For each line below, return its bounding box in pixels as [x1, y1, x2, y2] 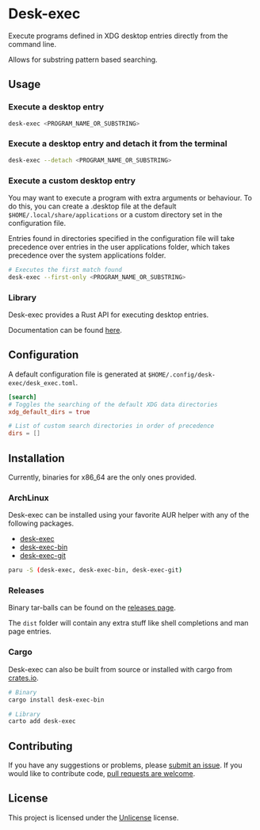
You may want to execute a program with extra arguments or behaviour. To [8, 193, 252, 202]
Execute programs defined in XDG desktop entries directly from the [8, 31, 228, 40]
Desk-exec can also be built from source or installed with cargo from [8, 664, 232, 674]
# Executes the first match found [8, 266, 123, 273]
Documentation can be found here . [8, 326, 123, 335]
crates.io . [8, 673, 39, 683]
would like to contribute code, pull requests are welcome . [8, 769, 196, 778]
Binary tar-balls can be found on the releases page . [8, 603, 176, 613]
